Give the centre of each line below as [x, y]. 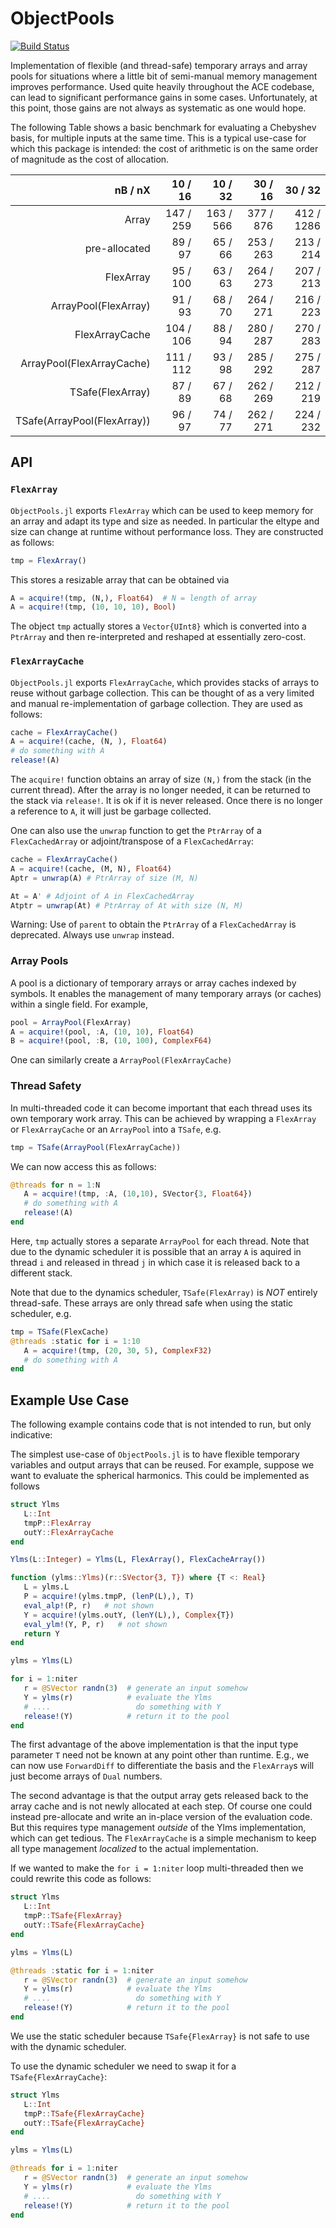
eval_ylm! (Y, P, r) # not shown [95, 1624]
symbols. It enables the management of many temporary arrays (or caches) [166, 993]
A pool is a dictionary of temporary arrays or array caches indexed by [153, 983]
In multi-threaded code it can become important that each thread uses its [161, 1108]
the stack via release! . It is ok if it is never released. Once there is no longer [166, 801]
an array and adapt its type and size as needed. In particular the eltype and [165, 521]
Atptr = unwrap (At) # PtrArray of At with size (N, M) [127, 905]
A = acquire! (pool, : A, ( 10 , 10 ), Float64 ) [102, 1032]
